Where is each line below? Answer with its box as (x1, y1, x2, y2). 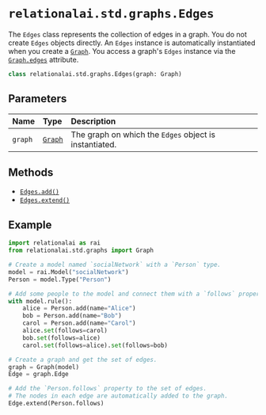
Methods (8, 166, 54, 180)
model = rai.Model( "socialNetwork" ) (8, 268, 129, 276)
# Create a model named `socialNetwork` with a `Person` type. (8, 261, 222, 268)
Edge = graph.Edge (8, 371, 69, 379)
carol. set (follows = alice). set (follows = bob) (22, 341, 169, 349)
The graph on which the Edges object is (70, 129, 216, 140)
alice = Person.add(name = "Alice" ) (22, 304, 136, 313)
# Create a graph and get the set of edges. (8, 356, 158, 364)
